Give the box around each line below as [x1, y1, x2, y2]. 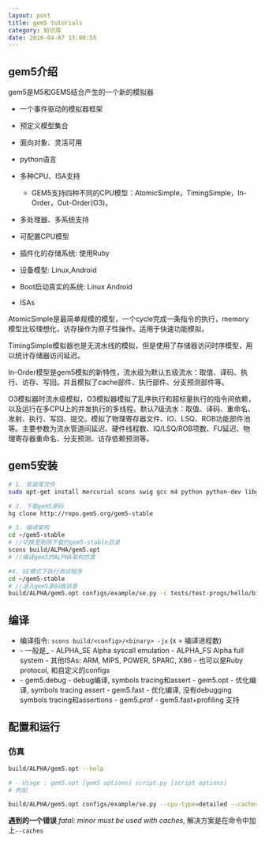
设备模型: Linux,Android [19, 266, 97, 275]
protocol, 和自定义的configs [19, 666, 110, 675]
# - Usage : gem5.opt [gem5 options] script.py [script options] [8, 779, 227, 787]
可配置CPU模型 [19, 232, 69, 241]
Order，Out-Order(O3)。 [31, 198, 113, 208]
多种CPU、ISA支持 [19, 172, 80, 181]
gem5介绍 [8, 65, 58, 78]
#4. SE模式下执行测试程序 [8, 567, 83, 576]
